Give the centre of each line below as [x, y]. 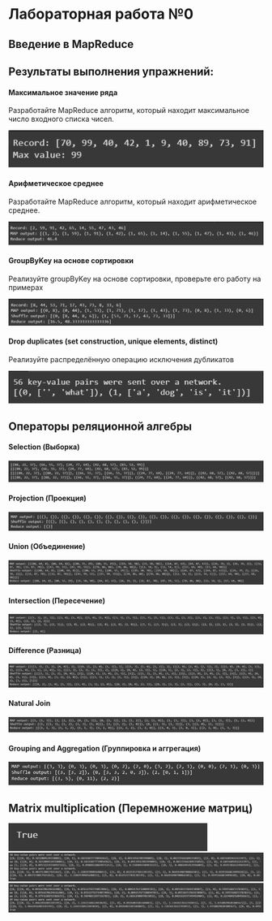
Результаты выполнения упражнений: [111, 71]
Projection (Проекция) [47, 498]
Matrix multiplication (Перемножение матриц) [131, 808]
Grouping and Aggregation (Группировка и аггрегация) [105, 748]
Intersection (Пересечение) [57, 600]
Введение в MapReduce [71, 44]
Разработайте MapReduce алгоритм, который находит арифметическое [133, 201]
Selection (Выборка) [44, 447]
